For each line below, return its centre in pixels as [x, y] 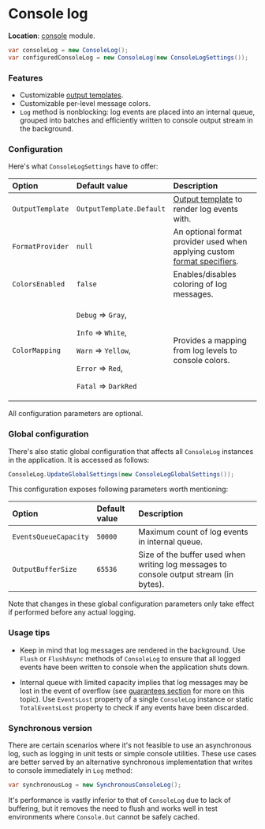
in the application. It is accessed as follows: [79, 460]
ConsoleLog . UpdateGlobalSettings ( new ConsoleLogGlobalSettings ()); [121, 474]
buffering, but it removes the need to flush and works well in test [113, 808]
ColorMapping [37, 350]
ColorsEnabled [39, 284]
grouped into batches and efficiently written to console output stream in [136, 120]
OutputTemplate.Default [121, 209]
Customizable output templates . [71, 95]
